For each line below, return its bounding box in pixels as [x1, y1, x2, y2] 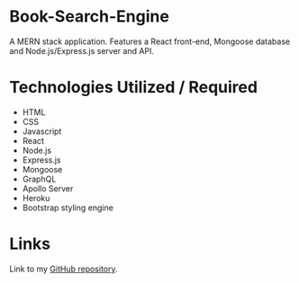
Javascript [22, 126, 62, 137]
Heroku [22, 192, 50, 203]
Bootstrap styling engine [22, 202, 114, 213]
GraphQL [22, 173, 57, 184]
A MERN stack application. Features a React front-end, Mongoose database [9, 36, 291, 47]
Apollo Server [22, 182, 74, 194]
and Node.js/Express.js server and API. [9, 45, 155, 56]
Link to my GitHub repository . [9, 263, 119, 274]
